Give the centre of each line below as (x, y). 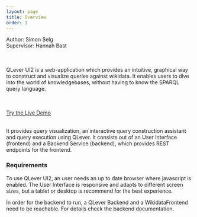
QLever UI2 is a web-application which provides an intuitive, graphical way (97, 70)
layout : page (22, 12)
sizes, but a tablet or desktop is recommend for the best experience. (90, 191)
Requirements (27, 165)
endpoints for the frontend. (39, 150)
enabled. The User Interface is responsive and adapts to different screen (95, 184)
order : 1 (17, 23)
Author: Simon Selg (30, 40)
